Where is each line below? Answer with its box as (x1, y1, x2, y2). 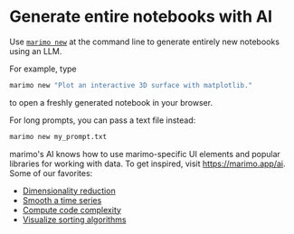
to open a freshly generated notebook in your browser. (9, 97, 213, 108)
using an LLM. (9, 45, 62, 56)
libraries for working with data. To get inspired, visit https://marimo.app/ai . (9, 158, 287, 169)
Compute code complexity (22, 204, 122, 215)
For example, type (9, 63, 77, 74)
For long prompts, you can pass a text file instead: (9, 115, 196, 126)
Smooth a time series (22, 194, 102, 205)
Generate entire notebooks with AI (9, 6, 273, 27)
